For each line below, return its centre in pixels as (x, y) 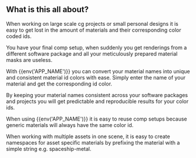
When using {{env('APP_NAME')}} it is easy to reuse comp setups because (97, 119)
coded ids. (19, 36)
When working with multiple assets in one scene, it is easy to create (88, 136)
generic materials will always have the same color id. (70, 125)
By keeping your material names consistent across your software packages (97, 95)
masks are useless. (29, 60)
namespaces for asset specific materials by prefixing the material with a (93, 142)
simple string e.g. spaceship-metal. (49, 149)
